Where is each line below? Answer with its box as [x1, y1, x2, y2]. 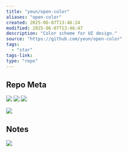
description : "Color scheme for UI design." [6, 31, 117, 37]
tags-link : [6, 52, 33, 58]
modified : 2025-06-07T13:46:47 [6, 25, 83, 31]
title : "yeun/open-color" [6, 8, 70, 15]
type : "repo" [6, 58, 38, 64]
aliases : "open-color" [6, 14, 62, 20]
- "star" [11, 47, 33, 53]
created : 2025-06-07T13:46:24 [6, 19, 81, 25]
